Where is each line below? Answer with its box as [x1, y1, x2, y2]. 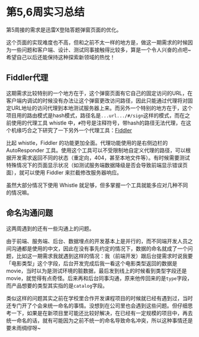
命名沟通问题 [6, 208, 53, 218]
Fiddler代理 [6, 72, 49, 83]
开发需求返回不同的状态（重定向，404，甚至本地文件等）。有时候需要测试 [11, 154, 190, 161]
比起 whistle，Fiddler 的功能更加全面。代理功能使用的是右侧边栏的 [6, 139, 168, 146]
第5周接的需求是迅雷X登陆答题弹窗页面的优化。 [6, 26, 122, 33]
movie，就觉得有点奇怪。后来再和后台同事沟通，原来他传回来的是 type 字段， [6, 274, 192, 282]
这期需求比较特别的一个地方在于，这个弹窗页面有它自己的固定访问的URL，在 [6, 90, 193, 97]
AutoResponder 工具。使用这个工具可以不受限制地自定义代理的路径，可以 [6, 147, 186, 154]
